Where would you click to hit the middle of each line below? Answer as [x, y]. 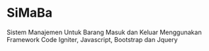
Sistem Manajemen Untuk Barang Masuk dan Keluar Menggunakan [104, 32]
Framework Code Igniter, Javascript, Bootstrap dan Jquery [92, 39]
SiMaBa [30, 13]
